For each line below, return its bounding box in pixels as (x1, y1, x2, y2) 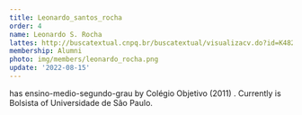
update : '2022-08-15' (9, 64, 91, 73)
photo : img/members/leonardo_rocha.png (9, 55, 159, 64)
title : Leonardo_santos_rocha (9, 13, 123, 22)
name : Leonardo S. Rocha (9, 30, 102, 39)
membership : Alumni (9, 47, 83, 56)
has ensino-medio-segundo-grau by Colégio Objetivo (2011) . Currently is (9, 87, 281, 99)
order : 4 (9, 22, 42, 31)
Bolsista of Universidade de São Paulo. (9, 97, 153, 108)
